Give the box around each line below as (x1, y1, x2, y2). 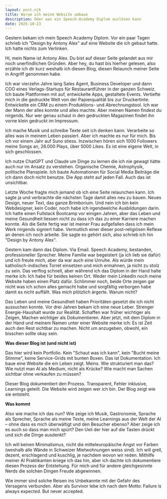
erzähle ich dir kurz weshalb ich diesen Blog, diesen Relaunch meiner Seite (5, 66, 160, 72)
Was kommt (5, 401, 31, 407)
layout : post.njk (5, 7, 41, 12)
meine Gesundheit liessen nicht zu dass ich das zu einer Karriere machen (5, 216, 156, 222)
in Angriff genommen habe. (5, 71, 61, 77)
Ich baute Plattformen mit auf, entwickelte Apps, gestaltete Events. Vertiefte (5, 91, 161, 97)
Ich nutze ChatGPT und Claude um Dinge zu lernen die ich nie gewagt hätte (5, 158, 161, 165)
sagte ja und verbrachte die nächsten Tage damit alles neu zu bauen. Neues (5, 195, 162, 201)
